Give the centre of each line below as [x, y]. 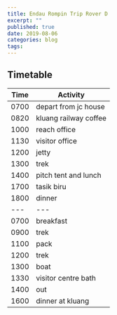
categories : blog [33, 40]
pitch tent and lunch [69, 175]
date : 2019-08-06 [33, 33]
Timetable [30, 75]
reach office [56, 129]
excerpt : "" [25, 20]
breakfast [52, 221]
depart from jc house [70, 106]
